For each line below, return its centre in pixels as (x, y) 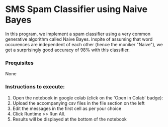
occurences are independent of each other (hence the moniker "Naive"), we (84, 44)
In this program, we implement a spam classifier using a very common (78, 34)
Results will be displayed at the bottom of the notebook (69, 119)
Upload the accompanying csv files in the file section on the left (78, 103)
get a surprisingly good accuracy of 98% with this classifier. (67, 50)
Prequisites (19, 63)
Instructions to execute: (35, 87)
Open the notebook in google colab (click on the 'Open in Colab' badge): (88, 98)
